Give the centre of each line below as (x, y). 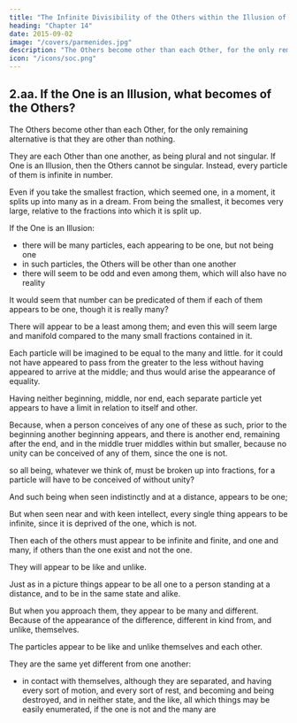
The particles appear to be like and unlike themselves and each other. (136, 646)
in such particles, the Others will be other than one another (129, 264)
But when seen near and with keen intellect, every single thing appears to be (148, 513)
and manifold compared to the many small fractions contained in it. (131, 335)
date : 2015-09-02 (41, 34)
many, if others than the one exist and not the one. (101, 550)
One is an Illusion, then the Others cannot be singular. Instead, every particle (148, 165)
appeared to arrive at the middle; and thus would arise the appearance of (142, 372)
